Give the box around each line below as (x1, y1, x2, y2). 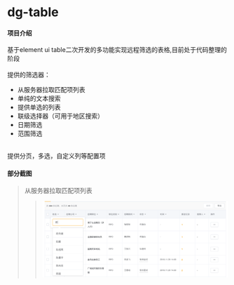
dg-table (7, 4, 60, 20)
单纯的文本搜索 (17, 94, 61, 102)
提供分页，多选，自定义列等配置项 (7, 152, 106, 160)
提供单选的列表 (17, 103, 61, 112)
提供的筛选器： (7, 71, 50, 79)
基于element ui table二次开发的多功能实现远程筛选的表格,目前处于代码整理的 (7, 46, 228, 54)
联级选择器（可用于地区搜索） (17, 112, 104, 120)
